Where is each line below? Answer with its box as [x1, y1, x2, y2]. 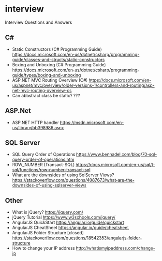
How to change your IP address [12, 246, 75, 251]
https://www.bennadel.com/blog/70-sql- [76, 152, 157, 157]
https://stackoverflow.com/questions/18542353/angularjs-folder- [12, 235, 142, 241]
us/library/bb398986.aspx [12, 124, 64, 130]
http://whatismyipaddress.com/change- [75, 246, 156, 251]
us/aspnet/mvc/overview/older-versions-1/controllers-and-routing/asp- [12, 82, 155, 88]
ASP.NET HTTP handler [12, 120, 59, 125]
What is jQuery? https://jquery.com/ [12, 209, 84, 215]
